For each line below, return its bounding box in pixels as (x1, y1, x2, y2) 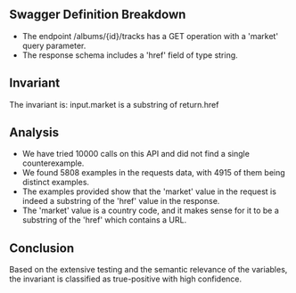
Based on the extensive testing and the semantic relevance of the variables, (9, 265, 288, 275)
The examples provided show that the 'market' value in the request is (21, 186, 276, 197)
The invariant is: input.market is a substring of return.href (9, 99, 219, 110)
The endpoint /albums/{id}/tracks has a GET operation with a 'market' (21, 30, 279, 41)
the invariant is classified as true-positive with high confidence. (9, 273, 243, 284)
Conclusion (9, 240, 75, 256)
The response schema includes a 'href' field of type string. (21, 49, 238, 61)
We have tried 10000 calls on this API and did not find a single (21, 149, 250, 159)
